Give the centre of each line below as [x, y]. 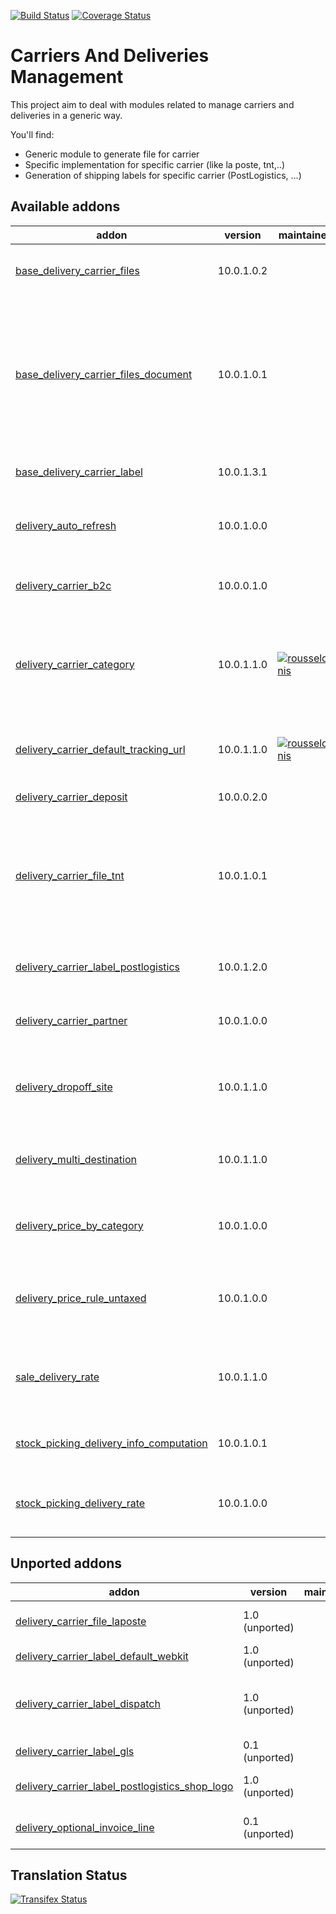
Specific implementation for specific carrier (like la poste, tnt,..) [155, 164]
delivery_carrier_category [75, 664]
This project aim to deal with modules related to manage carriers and [152, 104]
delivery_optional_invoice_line [85, 1827]
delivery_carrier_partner [71, 1020]
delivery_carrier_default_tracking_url [100, 749]
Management [67, 77]
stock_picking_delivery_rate [80, 1503]
